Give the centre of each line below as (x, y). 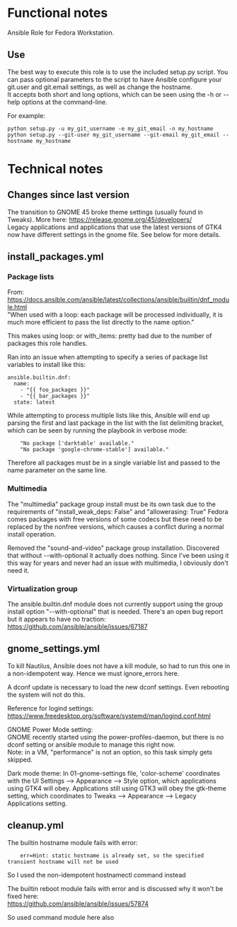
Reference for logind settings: (51, 708)
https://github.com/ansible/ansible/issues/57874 (78, 904)
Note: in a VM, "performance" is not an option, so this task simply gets (110, 752)
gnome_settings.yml (54, 649)
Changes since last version (68, 195)
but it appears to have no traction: (57, 619)
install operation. (32, 534)
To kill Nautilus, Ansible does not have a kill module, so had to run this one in (119, 665)
